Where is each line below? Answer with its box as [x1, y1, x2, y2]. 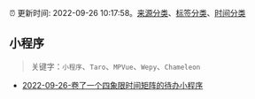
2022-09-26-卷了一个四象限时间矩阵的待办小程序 [21, 80, 204, 90]
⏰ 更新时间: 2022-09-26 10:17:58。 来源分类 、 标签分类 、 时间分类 [9, 8, 246, 18]
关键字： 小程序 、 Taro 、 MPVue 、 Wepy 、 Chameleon [30, 61, 201, 72]
